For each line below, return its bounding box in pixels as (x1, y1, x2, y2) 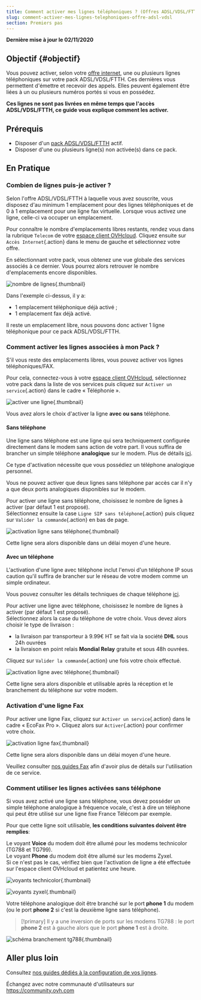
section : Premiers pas (6, 20, 63, 26)
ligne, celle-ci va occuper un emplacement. (6, 213, 114, 221)
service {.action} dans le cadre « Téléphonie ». (6, 387, 121, 394)
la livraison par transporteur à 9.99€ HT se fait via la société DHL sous (14, 633, 188, 640)
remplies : (6, 828, 31, 835)
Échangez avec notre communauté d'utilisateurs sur (6, 980, 135, 987)
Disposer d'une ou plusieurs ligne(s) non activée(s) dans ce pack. (14, 146, 178, 153)
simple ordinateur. (6, 579, 51, 586)
